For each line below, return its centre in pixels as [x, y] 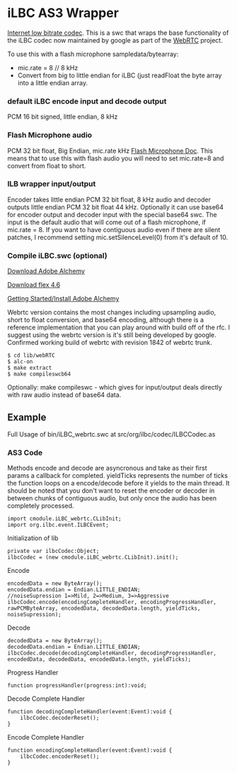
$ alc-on [20, 362]
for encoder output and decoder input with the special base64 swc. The [112, 214]
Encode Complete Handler [46, 738]
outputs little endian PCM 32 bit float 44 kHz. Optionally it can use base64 [116, 207]
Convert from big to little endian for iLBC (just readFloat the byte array [120, 75]
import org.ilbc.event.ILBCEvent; [58, 525]
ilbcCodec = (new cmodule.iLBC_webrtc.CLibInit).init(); [93, 558]
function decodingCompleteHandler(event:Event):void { [90, 712]
